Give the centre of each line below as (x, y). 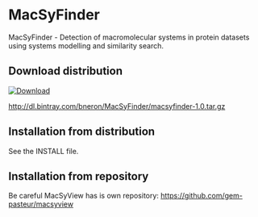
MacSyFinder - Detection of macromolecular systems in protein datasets (129, 37)
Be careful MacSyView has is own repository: (84, 196)
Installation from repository (79, 176)
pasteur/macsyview (41, 204)
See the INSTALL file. (44, 151)
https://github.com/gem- (202, 196)
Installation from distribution (82, 132)
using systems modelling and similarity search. (86, 45)
